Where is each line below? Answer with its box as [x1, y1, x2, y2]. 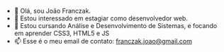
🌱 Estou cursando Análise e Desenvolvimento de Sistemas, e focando [13, 22, 218, 30]
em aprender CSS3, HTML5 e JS [13, 29, 110, 37]
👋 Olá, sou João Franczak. [13, 7, 91, 15]
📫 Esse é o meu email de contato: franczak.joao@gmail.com [13, 37, 193, 45]
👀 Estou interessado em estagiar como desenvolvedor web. [13, 14, 188, 22]
